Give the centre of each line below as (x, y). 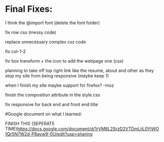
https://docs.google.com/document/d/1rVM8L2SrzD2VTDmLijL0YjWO (88, 129)
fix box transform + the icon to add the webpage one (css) (65, 61)
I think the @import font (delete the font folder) (52, 23)
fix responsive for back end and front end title (52, 104)
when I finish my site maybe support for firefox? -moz (60, 85)
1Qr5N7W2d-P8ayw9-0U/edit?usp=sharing (49, 134)
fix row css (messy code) (31, 32)
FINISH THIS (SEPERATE (30, 123)
